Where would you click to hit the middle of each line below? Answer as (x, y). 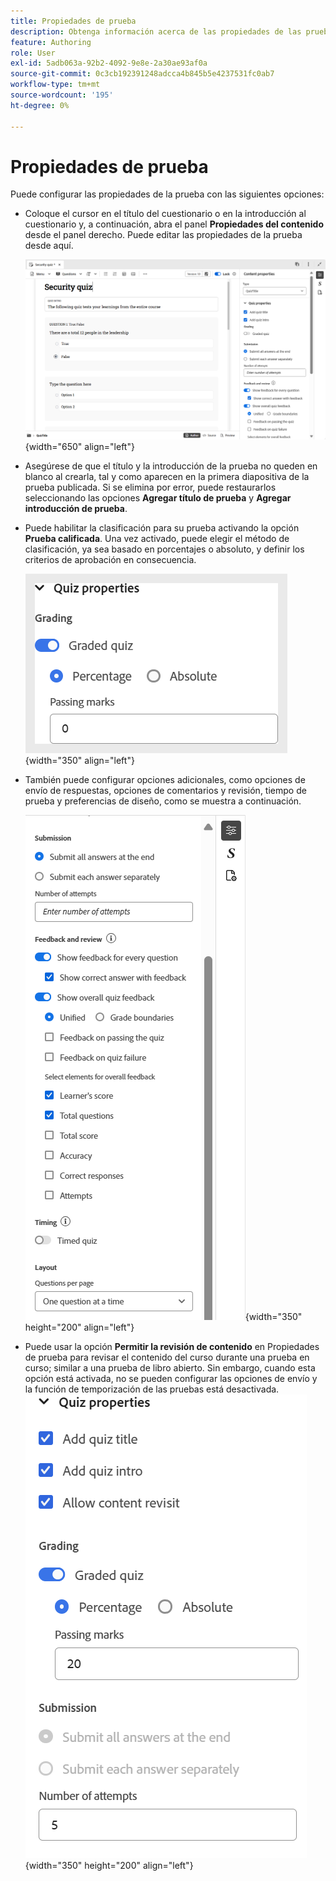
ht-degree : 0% (40, 105)
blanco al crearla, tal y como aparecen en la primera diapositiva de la (167, 476)
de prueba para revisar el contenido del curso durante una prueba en (167, 1357)
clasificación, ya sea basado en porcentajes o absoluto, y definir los (164, 549)
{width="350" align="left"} (79, 760)
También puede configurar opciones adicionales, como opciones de (165, 779)
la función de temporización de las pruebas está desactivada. (152, 1389)
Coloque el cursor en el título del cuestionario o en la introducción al (165, 214)
